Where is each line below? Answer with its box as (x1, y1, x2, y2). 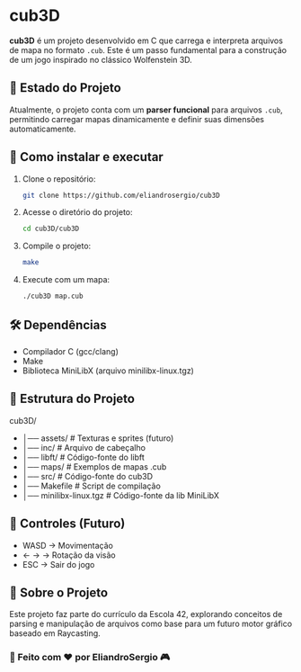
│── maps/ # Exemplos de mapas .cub (22, 461, 167, 472)
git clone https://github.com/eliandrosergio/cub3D (22, 191, 220, 200)
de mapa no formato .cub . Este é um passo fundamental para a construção (9, 44, 288, 55)
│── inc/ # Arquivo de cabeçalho (22, 442, 146, 452)
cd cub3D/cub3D (22, 224, 80, 234)
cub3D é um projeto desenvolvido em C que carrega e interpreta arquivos (9, 35, 283, 46)
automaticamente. (9, 123, 76, 134)
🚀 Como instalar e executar (9, 149, 164, 165)
